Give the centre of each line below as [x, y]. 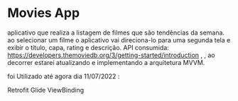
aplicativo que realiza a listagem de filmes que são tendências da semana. [116, 32]
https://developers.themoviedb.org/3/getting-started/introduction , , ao [111, 55]
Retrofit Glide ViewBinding [46, 90]
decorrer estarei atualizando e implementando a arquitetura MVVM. [106, 62]
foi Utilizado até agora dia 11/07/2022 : [64, 76]
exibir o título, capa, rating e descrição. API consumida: [88, 47]
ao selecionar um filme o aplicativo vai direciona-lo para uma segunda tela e [119, 40]
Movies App [44, 13]
